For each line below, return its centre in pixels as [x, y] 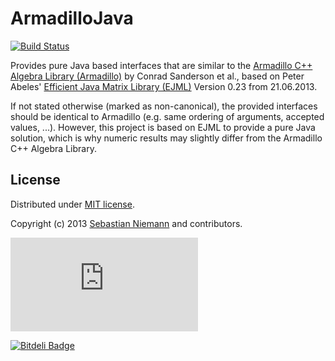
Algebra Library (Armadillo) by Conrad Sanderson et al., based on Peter [157, 76]
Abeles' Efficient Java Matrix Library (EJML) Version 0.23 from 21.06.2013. [164, 86]
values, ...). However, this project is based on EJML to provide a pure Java [163, 127]
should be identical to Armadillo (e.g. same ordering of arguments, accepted [167, 116]
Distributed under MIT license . [72, 204]
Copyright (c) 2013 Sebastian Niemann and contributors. [126, 223]
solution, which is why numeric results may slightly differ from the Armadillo [166, 138]
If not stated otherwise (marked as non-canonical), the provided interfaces [164, 106]
